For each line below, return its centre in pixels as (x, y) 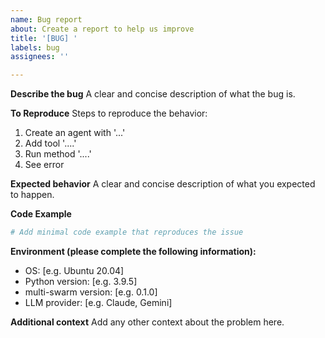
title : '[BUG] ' (44, 38)
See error (44, 165)
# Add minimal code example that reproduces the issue (127, 232)
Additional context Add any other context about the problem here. (147, 322)
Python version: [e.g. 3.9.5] (81, 281)
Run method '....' (58, 154)
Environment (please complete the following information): (133, 251)
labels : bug (35, 47)
